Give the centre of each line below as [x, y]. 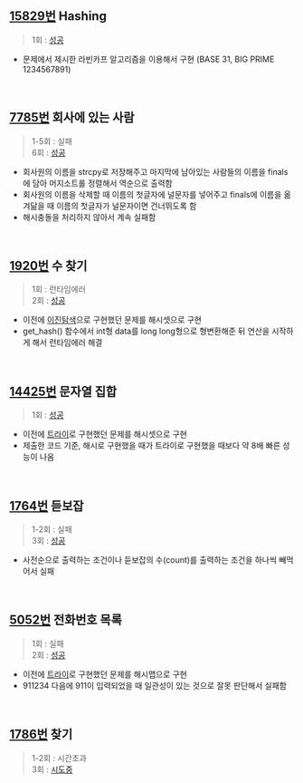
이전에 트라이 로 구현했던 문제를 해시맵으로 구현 [104, 674]
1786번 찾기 [41, 735]
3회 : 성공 [48, 541]
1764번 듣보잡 [47, 506]
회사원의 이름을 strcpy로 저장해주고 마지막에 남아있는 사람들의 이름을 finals [155, 171]
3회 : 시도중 [52, 769]
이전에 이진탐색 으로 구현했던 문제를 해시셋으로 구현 [112, 320]
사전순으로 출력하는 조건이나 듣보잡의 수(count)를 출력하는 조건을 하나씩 [150, 560]
